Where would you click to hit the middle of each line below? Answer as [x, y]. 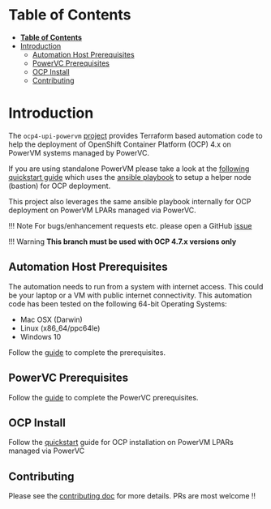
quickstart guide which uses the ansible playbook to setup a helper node [130, 177]
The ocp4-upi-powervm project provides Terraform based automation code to [135, 135]
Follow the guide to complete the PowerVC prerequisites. [103, 397]
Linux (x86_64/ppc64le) [60, 328]
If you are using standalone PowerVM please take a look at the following [129, 169]
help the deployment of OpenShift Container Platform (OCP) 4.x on [120, 144]
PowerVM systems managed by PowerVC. [79, 152]
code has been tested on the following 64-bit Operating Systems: [118, 304]
